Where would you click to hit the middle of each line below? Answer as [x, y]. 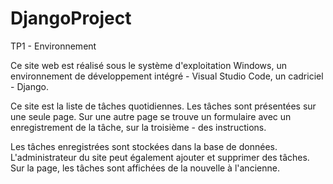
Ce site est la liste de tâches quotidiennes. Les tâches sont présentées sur [163, 106]
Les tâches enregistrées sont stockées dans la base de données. [144, 146]
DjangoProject [71, 18]
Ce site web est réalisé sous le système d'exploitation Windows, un [148, 65]
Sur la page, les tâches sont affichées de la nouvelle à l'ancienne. [145, 168]
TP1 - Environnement [53, 46]
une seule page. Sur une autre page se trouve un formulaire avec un [151, 116]
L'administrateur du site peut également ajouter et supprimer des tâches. [160, 157]
